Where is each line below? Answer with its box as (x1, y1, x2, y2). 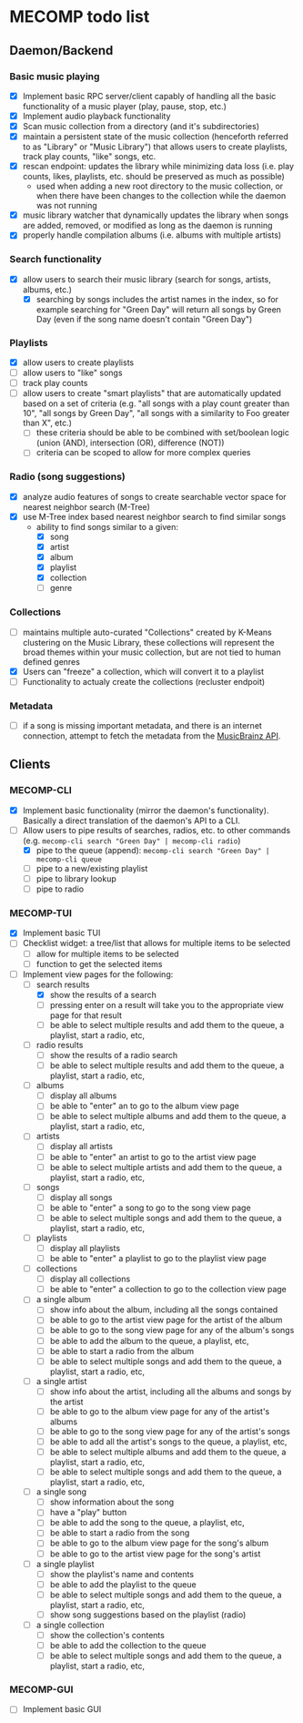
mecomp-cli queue (35, 854, 103, 864)
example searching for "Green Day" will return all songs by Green (35, 303, 282, 315)
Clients (9, 757, 51, 772)
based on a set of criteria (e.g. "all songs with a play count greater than (22, 398, 290, 409)
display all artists (49, 1141, 114, 1152)
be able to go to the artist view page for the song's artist (49, 1548, 261, 1559)
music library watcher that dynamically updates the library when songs (22, 209, 289, 220)
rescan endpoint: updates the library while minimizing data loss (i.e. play (22, 161, 294, 172)
